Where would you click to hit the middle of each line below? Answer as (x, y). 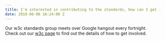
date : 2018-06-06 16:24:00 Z (35, 14)
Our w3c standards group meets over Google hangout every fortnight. (76, 28)
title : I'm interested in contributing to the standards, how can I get (81, 10)
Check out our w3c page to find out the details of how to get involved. (76, 33)
